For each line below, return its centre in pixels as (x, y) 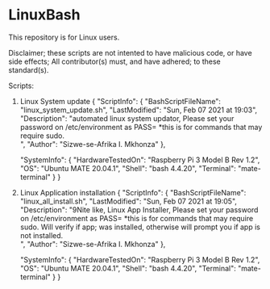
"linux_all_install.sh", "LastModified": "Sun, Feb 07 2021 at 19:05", (129, 201)
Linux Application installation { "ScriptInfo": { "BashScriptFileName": (133, 192)
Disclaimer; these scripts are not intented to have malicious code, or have (130, 52)
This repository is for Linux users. (64, 37)
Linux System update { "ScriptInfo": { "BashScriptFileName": (120, 101)
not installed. (42, 235)
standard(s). (29, 69)
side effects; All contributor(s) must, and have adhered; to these (115, 61)
